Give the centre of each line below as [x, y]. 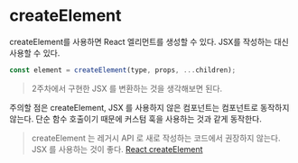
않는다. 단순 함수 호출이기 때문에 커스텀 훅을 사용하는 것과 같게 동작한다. [135, 119]
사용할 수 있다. [35, 53]
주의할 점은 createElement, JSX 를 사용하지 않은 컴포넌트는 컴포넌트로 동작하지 [149, 107]
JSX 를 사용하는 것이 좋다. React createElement [117, 149]
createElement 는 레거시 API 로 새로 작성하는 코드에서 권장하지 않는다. [156, 138]
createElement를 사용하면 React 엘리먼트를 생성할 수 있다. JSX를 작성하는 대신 [149, 41]
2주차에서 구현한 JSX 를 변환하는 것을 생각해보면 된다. [127, 88]
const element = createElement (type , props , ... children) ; [123, 70]
